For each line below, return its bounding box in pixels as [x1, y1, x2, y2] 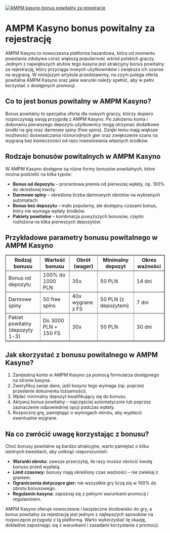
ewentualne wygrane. [12, 415, 58, 421]
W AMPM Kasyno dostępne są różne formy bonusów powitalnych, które [5, 165, 155, 172]
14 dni [136, 278, 152, 285]
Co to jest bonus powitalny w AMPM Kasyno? [5, 97, 152, 106]
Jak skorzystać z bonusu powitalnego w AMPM [5, 350, 158, 359]
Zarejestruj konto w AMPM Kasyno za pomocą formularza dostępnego [12, 372, 159, 378]
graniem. [12, 475, 31, 480]
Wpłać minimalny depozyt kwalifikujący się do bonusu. [12, 394, 127, 400]
